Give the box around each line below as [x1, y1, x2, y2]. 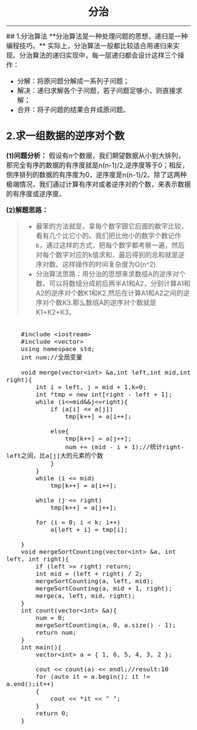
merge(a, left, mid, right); [35, 592, 136, 600]
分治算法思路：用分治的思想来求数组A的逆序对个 [36, 270, 186, 279]
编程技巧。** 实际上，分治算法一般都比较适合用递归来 [6, 42, 174, 50]
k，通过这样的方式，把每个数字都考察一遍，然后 [36, 242, 185, 250]
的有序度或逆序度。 [6, 190, 66, 199]
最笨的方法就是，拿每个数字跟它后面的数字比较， [36, 222, 188, 231]
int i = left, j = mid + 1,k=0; [35, 383, 147, 391]
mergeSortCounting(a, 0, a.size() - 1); [35, 621, 176, 629]
